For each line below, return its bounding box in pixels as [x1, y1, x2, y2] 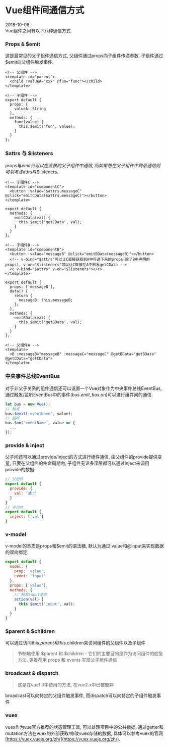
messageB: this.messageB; [18, 297, 73, 303]
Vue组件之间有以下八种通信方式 [5, 27, 71, 33]
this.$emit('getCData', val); [18, 219, 82, 225]
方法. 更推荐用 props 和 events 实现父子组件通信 [17, 657, 117, 663]
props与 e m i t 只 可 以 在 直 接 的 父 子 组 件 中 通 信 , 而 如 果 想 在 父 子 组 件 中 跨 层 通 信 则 [5, 162, 160, 168]
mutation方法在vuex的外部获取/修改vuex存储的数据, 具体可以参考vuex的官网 [5, 730, 163, 736]
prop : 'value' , [14, 569, 46, 574]
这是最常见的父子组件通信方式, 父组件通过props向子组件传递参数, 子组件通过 [5, 53, 163, 59]
